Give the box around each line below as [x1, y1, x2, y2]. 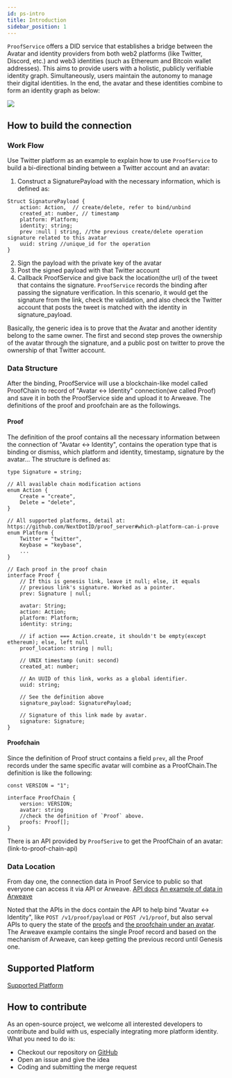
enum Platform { [7, 529, 54, 536]
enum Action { [7, 487, 49, 493]
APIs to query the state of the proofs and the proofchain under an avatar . [7, 920, 215, 929]
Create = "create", [19, 493, 76, 500]
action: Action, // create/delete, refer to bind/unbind [19, 204, 191, 211]
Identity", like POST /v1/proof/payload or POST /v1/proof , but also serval [7, 913, 213, 922]
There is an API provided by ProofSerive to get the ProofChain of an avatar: [7, 837, 224, 845]
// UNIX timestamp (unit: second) [19, 657, 119, 664]
